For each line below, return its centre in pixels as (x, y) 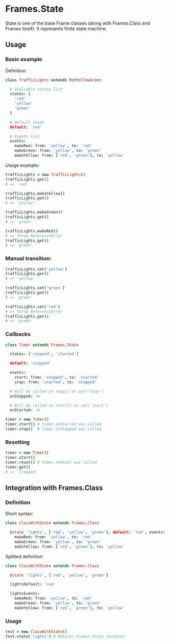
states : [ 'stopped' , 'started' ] (44, 354)
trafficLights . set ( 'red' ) (33, 307)
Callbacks (18, 334)
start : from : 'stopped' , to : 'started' (57, 378)
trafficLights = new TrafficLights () (45, 174)
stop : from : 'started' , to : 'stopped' (56, 382)
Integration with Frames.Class (54, 488)
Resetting (17, 442)
